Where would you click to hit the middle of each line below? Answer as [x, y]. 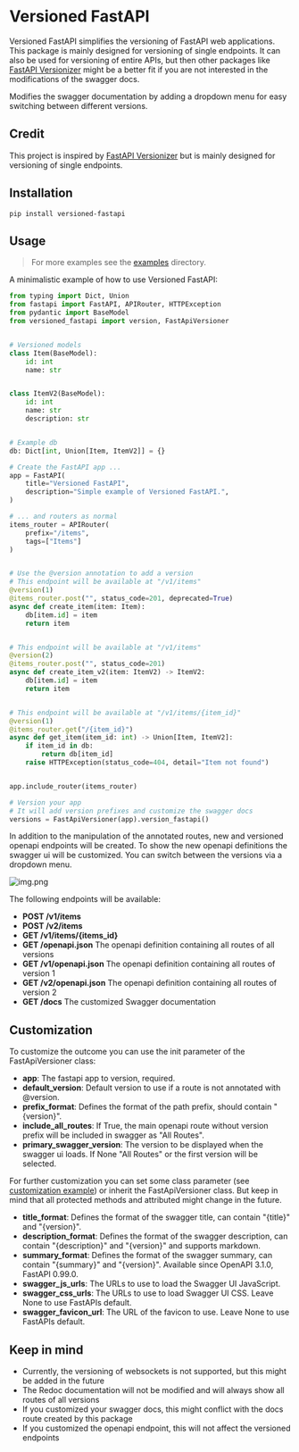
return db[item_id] [78, 755]
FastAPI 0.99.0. [50, 1274]
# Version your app [46, 802]
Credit [27, 134]
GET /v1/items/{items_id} [70, 936]
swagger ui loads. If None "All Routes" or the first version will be [140, 1155]
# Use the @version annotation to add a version [101, 573]
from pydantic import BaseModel [69, 313]
